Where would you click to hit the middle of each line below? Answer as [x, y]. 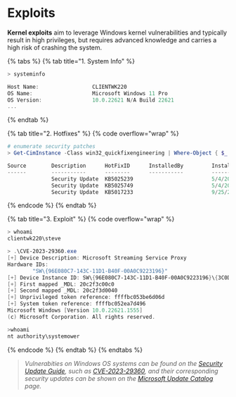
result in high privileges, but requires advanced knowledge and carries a [112, 39]
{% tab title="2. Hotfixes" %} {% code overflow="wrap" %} [93, 134]
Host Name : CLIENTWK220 [67, 87]
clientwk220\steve [34, 239]
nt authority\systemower [44, 336]
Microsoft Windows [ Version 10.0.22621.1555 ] [75, 311]
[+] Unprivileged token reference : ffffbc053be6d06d [86, 298]
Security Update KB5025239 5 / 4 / [138, 179]
